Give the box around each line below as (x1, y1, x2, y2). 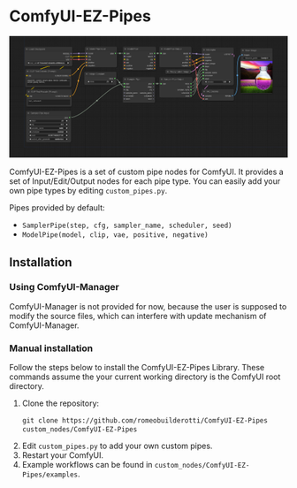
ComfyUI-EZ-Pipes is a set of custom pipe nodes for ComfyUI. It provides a (9, 166, 285, 178)
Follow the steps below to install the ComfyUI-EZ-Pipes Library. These (9, 362, 265, 373)
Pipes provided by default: (9, 202, 105, 213)
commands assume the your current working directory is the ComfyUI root (9, 371, 281, 382)
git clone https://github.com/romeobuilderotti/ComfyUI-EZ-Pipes (21, 416, 268, 425)
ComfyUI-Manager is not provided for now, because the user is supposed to (9, 301, 287, 311)
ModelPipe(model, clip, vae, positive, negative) (21, 231, 209, 240)
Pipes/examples (21, 470, 79, 479)
